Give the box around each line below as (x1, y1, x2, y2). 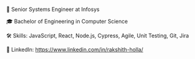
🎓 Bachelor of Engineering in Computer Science (6, 18, 128, 25)
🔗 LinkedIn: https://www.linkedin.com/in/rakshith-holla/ (6, 46, 144, 53)
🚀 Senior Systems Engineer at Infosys (6, 6, 100, 13)
